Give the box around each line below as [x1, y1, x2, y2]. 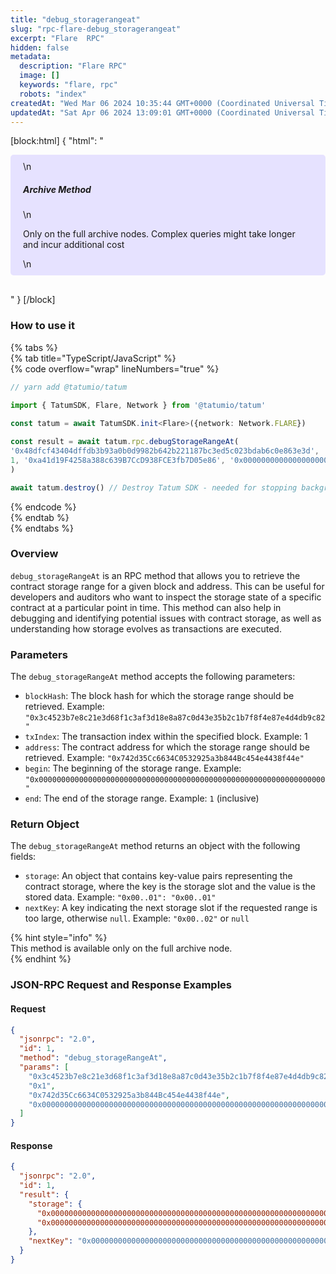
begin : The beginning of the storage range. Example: [24, 762, 242, 775]
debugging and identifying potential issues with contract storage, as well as [10, 612, 322, 624]
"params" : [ [19, 1062, 70, 1073]
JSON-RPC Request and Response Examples [10, 978, 232, 992]
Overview [10, 547, 59, 561]
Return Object [10, 817, 80, 831]
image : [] [19, 71, 60, 81]
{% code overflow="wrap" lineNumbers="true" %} [10, 362, 220, 375]
